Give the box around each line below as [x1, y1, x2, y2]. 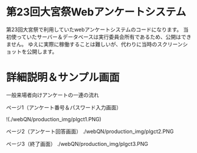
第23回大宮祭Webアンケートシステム [6, 5, 186, 19]
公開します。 [26, 48, 58, 55]
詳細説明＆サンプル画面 [6, 71, 120, 84]
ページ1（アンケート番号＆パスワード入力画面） [6, 104, 122, 111]
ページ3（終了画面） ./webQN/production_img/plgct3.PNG [6, 140, 149, 147]
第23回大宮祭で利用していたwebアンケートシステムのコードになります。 [6, 26, 182, 33]
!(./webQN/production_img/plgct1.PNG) [6, 115, 101, 122]
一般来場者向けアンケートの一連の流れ [6, 91, 99, 98]
